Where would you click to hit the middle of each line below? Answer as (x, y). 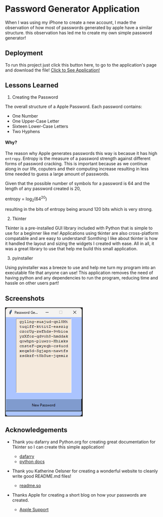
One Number (25, 116)
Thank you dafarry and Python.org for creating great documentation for (84, 442)
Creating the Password (35, 97)
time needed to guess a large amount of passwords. (57, 174)
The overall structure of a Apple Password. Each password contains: (74, 106)
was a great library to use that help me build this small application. (71, 249)
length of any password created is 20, (43, 189)
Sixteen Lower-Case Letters (40, 126)
